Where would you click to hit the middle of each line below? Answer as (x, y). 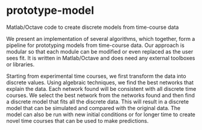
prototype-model (50, 11)
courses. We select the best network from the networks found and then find (100, 95)
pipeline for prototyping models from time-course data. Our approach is (96, 45)
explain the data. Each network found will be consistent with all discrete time (101, 88)
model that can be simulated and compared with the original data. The (93, 108)
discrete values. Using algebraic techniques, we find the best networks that (100, 82)
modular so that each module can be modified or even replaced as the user (100, 51)
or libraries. (21, 64)
